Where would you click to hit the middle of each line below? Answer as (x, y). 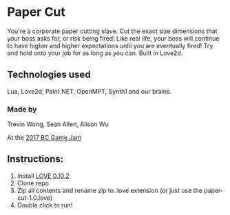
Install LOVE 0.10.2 (43, 176)
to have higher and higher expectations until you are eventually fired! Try (110, 45)
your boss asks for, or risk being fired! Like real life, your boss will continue (113, 38)
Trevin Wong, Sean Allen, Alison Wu (58, 124)
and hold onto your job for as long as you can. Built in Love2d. (95, 53)
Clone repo (33, 183)
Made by (22, 109)
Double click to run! (45, 205)
